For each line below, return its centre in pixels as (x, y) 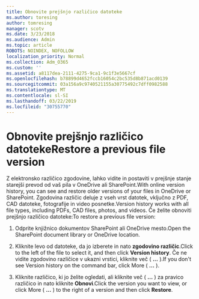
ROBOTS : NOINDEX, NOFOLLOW (40, 51)
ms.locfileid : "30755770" (38, 107)
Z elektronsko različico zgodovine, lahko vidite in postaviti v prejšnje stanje (99, 178)
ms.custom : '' (24, 68)
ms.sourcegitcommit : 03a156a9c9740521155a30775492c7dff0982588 (87, 85)
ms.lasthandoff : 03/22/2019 (41, 101)
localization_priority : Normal (45, 56)
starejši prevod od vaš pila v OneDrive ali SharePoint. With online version (96, 185)
